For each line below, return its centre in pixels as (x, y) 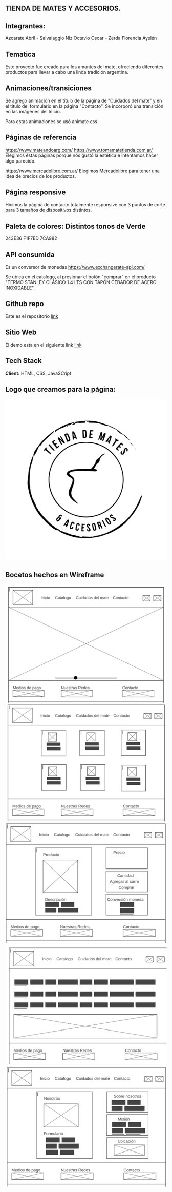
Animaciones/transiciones (49, 88)
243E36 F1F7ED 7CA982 (31, 238)
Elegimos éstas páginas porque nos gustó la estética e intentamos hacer (82, 155)
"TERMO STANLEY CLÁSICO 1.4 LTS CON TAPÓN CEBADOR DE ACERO (81, 282)
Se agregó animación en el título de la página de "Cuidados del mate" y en (84, 100)
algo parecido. (20, 160)
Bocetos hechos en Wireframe (55, 574)
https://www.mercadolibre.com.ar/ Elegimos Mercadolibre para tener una (82, 171)
